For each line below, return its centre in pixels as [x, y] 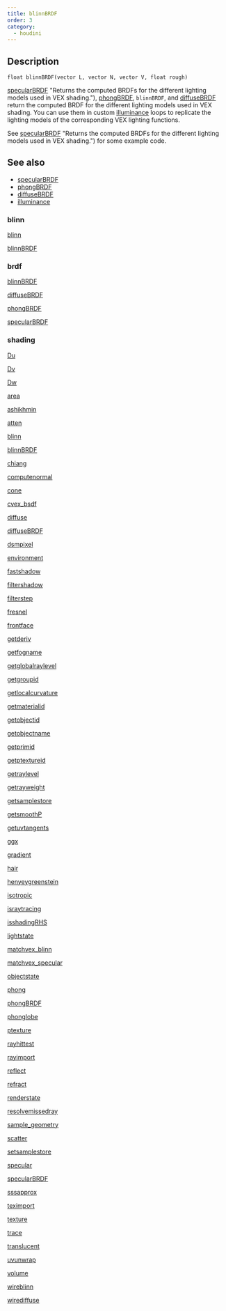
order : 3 [20, 20]
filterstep [20, 598]
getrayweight [26, 787]
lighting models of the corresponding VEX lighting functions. [94, 120]
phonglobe [23, 1016]
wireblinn [20, 1287]
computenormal [30, 476]
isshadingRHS [27, 922]
